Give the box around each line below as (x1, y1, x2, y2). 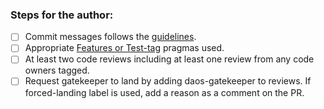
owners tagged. (24, 64, 90, 77)
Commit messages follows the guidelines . (24, 31, 197, 43)
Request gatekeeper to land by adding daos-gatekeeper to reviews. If (24, 75, 312, 87)
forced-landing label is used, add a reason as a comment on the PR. (24, 86, 305, 98)
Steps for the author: (10, 8, 114, 22)
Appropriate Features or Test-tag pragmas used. (24, 42, 225, 54)
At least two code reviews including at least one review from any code (24, 53, 315, 65)
